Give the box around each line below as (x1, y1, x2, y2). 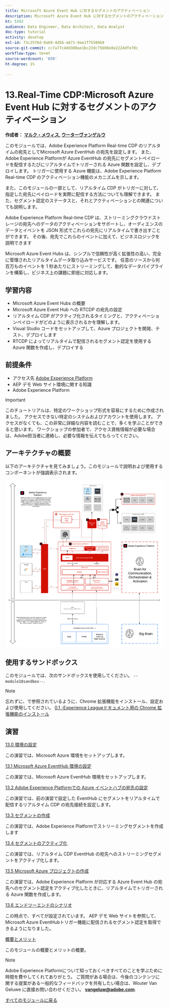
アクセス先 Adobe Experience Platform (12, 375, 93, 381)
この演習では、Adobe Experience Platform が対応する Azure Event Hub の (5, 879, 158, 885)
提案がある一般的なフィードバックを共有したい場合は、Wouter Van (18, 980, 157, 986)
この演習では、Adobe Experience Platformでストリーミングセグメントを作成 (5, 823, 163, 829)
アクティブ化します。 (18, 857, 62, 863)
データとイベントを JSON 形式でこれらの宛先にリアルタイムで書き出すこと (5, 227, 161, 234)
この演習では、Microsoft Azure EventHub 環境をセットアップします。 (5, 774, 149, 780)
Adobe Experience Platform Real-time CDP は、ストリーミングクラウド (5, 215, 152, 221)
